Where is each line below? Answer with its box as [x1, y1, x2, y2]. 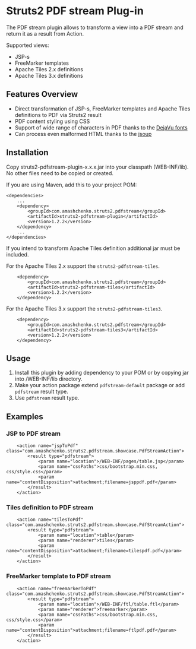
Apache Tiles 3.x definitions [14, 72, 83, 79]
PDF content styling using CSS [14, 118, 90, 125]
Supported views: [6, 42, 49, 49]
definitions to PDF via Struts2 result [14, 111, 102, 118]
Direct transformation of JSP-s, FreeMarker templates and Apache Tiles [14, 105, 191, 112]
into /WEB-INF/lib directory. [14, 375, 83, 382]
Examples [6, 411, 43, 422]
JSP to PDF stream [6, 429, 61, 438]
